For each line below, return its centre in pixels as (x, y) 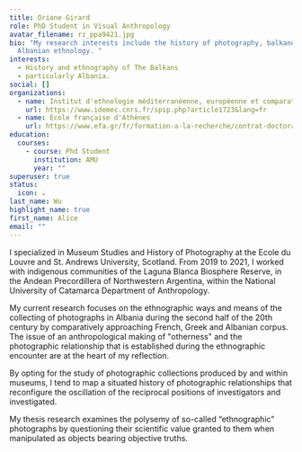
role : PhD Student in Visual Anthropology (90, 26)
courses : (34, 143)
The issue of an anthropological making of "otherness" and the (126, 336)
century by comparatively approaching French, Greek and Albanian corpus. (149, 327)
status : (24, 185)
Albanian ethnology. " (60, 51)
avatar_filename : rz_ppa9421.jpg (72, 34)
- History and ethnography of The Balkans (98, 68)
